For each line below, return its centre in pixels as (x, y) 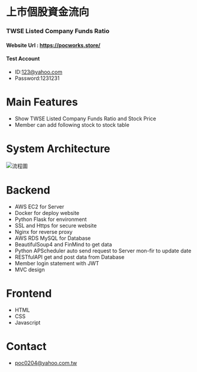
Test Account (23, 59)
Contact (26, 346)
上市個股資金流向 (48, 12)
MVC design (30, 270)
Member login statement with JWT (57, 263)
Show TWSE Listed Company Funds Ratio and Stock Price (85, 118)
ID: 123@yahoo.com (38, 72)
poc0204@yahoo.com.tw (46, 363)
